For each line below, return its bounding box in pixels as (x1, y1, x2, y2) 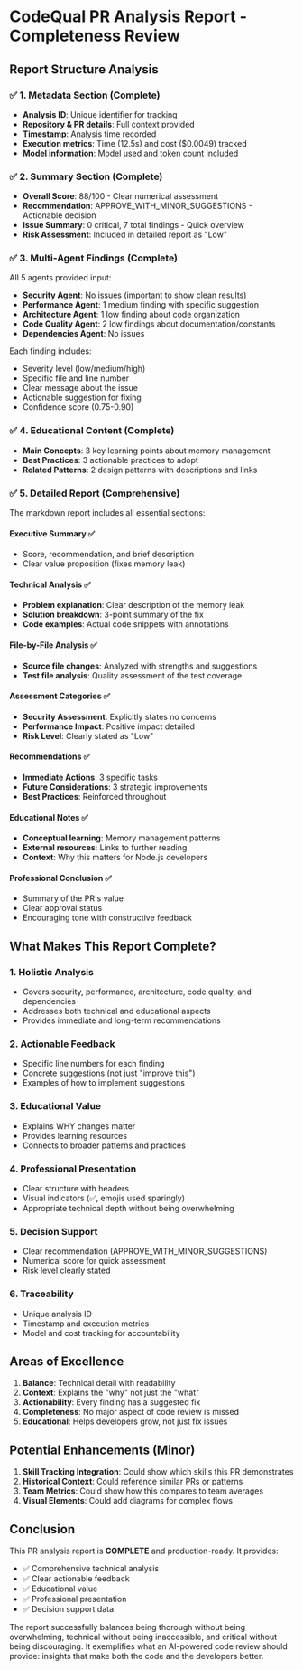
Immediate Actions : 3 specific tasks (22, 772, 159, 783)
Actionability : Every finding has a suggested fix (22, 1397, 201, 1408)
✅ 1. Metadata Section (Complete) (9, 89, 161, 101)
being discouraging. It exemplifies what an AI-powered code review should (9, 1641, 289, 1652)
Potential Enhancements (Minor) (9, 1442, 196, 1457)
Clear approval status (22, 903, 103, 914)
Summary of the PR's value (22, 893, 124, 904)
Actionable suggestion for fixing (22, 392, 142, 403)
